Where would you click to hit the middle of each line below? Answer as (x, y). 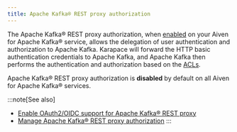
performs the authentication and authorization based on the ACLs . (104, 64)
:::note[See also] (31, 99)
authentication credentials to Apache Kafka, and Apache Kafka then (106, 57)
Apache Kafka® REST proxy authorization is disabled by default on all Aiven (118, 78)
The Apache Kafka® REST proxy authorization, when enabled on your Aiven (118, 34)
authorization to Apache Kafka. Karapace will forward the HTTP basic (109, 49)
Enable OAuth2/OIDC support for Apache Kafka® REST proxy (107, 113)
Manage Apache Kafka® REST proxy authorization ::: (94, 121)
